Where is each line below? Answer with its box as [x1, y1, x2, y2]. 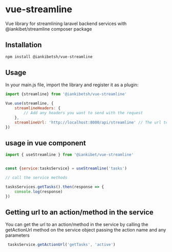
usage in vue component [5, 139, 86, 147]
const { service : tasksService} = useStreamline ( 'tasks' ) [5, 166, 127, 171]
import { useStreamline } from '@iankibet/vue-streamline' [5, 152, 134, 158]
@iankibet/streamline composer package [5, 26, 92, 32]
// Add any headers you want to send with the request [24, 111, 143, 116]
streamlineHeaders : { [14, 106, 60, 111]
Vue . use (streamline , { [5, 101, 54, 106]
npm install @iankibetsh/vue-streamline [5, 54, 93, 59]
